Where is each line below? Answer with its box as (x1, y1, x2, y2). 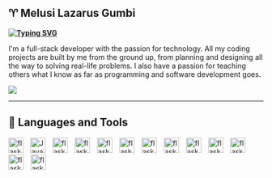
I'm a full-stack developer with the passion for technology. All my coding (8, 44, 251, 53)
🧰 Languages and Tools (8, 116, 129, 129)
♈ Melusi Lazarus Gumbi (8, 6, 136, 20)
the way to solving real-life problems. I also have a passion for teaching (8, 61, 247, 70)
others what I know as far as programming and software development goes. (8, 69, 261, 79)
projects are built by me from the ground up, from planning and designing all (8, 52, 263, 61)
